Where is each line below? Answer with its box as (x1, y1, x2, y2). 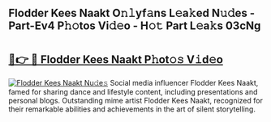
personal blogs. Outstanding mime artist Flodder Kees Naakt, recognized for (8, 96, 264, 105)
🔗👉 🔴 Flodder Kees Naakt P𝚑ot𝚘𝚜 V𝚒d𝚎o (8, 53, 223, 66)
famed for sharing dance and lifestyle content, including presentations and (8, 87, 258, 96)
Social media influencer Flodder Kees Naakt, (110, 78, 259, 87)
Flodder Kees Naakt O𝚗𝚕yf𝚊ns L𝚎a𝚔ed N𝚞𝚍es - (8, 6, 256, 20)
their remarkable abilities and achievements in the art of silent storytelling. (8, 104, 256, 114)
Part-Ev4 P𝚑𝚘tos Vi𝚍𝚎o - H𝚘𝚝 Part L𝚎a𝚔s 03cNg (8, 19, 261, 33)
